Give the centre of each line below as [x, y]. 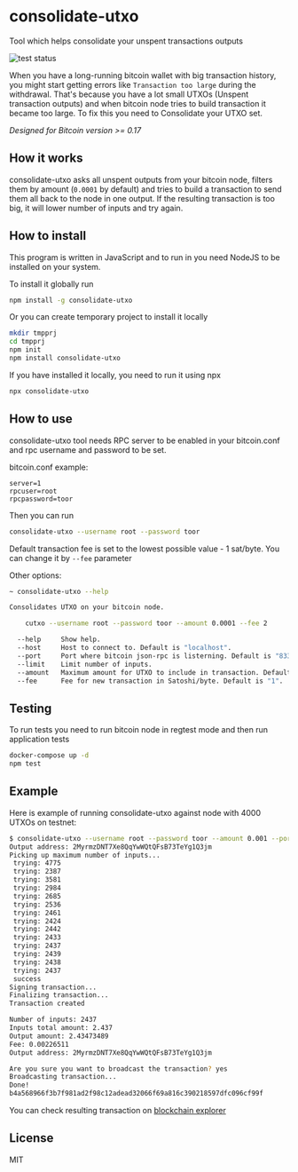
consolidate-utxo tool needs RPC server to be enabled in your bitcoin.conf [145, 440]
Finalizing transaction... [59, 995]
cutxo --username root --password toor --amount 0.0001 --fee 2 [146, 623]
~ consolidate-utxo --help [59, 591]
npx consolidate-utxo [49, 391]
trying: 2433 [37, 938]
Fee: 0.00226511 [39, 1044]
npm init [25, 350]
